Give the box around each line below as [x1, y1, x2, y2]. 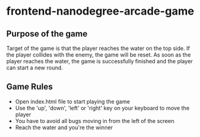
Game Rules [6, 82, 53, 92]
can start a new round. [6, 64, 63, 71]
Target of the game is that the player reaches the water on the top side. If [6, 44, 190, 52]
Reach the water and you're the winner [15, 124, 113, 131]
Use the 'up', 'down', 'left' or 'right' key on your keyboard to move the [15, 104, 190, 111]
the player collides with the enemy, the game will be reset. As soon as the [6, 51, 191, 58]
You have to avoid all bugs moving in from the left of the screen [15, 117, 175, 124]
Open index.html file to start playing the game [15, 97, 130, 105]
